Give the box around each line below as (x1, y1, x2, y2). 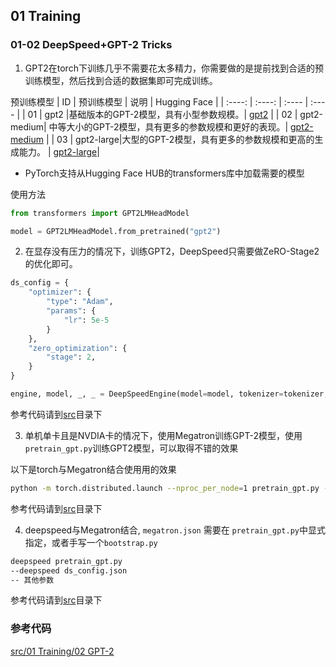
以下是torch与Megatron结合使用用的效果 (10, 463, 177, 475)
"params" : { (46, 306, 97, 316)
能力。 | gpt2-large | (18, 145, 100, 158)
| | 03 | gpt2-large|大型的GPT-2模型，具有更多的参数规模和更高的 (45, 133, 315, 145)
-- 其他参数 (10, 575, 55, 585)
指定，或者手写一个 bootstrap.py (24, 536, 158, 548)
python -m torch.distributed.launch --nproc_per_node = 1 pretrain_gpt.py (10, 483, 320, 493)
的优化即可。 (24, 258, 78, 270)
